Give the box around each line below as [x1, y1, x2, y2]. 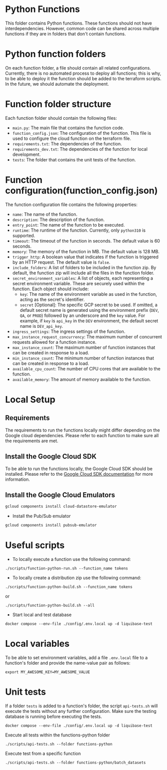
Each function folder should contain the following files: [5, 115, 117, 121]
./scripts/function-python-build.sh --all [5, 603, 95, 608]
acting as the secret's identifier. [19, 296, 85, 302]
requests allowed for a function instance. [12, 339, 97, 345]
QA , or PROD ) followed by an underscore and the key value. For [19, 312, 146, 318]
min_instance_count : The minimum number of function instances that [12, 355, 155, 361]
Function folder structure [5, 99, 111, 110]
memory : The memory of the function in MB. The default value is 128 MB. [12, 248, 160, 254]
